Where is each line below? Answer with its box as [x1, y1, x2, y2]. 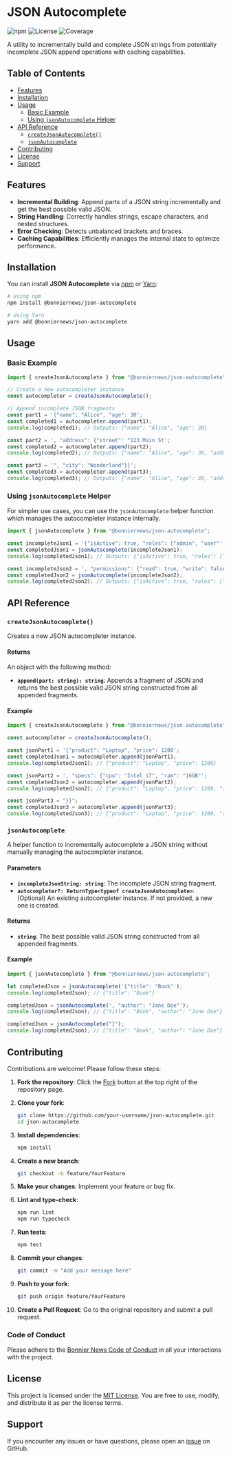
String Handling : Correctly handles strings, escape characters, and [16, 212, 208, 221]
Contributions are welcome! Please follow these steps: [7, 1064, 162, 1072]
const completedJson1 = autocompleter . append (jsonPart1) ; [7, 753, 177, 761]
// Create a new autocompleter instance [7, 386, 125, 393]
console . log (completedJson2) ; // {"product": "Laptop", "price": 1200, [7, 785, 217, 792]
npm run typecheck [16, 1215, 70, 1223]
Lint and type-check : [16, 1196, 78, 1204]
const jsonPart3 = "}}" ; [7, 797, 78, 804]
